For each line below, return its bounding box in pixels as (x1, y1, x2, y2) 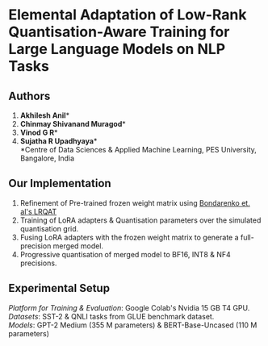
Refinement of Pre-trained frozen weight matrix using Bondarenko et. (19, 198, 250, 207)
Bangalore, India (19, 153, 75, 163)
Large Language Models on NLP (8, 40, 226, 58)
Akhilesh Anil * (19, 110, 70, 120)
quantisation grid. (19, 223, 79, 233)
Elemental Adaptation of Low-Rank (8, 6, 247, 24)
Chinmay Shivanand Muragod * (19, 119, 127, 128)
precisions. (19, 258, 57, 268)
